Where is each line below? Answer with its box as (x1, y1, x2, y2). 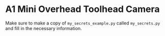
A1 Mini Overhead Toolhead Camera (5, 3, 160, 15)
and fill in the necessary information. (5, 25, 82, 31)
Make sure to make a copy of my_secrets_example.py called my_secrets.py (5, 20, 160, 26)
